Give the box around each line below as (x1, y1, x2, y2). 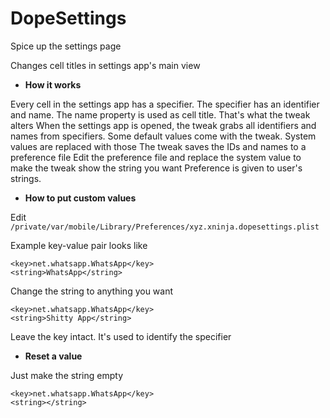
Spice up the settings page (10, 40, 122, 52)
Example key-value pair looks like (10, 239, 148, 251)
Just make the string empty (10, 369, 124, 381)
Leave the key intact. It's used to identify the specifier (10, 330, 232, 342)
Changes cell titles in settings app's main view (10, 59, 201, 71)
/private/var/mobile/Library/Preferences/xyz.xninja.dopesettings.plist (10, 222, 320, 232)
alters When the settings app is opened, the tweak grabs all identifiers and (10, 119, 317, 131)
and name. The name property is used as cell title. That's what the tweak (10, 108, 311, 121)
